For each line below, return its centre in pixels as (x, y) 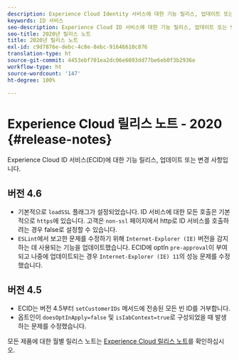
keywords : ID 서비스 (36, 21)
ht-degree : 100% (31, 80)
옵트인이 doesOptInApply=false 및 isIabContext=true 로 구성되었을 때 (115, 317)
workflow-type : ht (34, 67)
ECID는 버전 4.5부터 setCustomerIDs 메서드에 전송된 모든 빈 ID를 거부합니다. (124, 308)
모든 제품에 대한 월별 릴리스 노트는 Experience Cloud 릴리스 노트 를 (101, 341)
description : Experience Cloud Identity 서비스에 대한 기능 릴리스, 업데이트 (114, 14)
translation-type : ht (39, 54)
